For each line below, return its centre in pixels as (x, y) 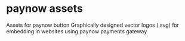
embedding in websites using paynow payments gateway (77, 31)
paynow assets (45, 9)
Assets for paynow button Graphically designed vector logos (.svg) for (92, 25)
